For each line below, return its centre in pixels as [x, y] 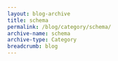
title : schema [28, 20]
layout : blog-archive [39, 14]
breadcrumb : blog [33, 46]
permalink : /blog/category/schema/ [59, 27]
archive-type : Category [42, 40]
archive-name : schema [39, 33]
